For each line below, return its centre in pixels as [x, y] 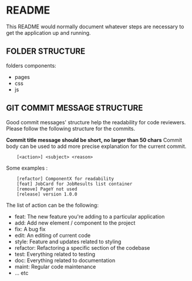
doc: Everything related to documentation [65, 260]
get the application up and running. [48, 32]
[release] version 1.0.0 [47, 194]
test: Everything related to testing [55, 254]
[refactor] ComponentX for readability [65, 178]
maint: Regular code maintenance [55, 266]
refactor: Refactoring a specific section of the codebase [82, 247]
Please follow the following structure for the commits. [71, 128]
